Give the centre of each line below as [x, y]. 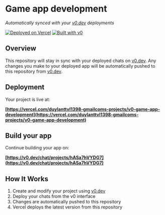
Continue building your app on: [37, 148]
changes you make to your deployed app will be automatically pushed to [80, 66]
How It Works [27, 179]
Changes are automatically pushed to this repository [67, 202]
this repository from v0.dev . [34, 71]
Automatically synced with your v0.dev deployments [60, 23]
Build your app [28, 136]
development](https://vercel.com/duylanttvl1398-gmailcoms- [72, 115]
